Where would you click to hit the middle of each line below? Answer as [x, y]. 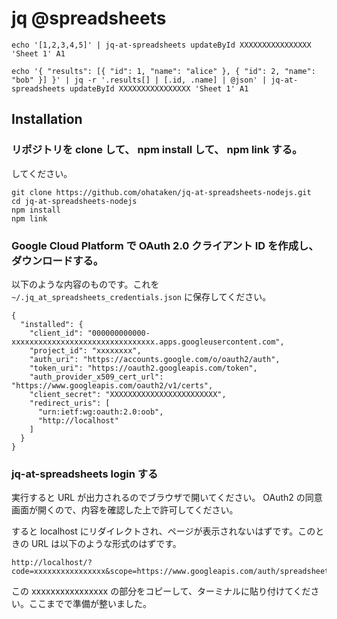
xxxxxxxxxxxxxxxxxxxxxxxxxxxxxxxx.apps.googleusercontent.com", [148, 342]
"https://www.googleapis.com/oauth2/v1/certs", [112, 385]
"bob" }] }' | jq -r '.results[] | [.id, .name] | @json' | [139, 80]
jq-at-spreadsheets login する [85, 474]
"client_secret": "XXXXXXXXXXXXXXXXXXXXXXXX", [128, 394]
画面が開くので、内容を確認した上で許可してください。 [125, 510]
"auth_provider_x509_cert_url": [96, 377]
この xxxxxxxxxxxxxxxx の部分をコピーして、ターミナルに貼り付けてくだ [161, 591]
